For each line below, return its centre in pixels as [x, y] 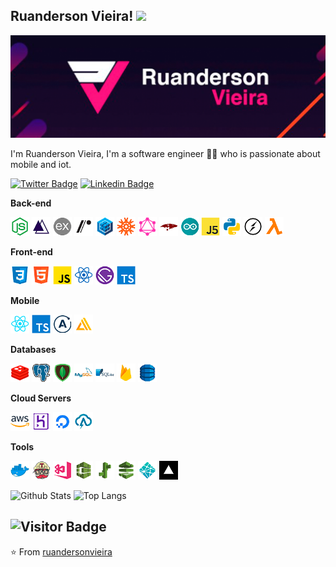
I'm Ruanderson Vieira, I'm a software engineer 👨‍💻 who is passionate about [165, 153]
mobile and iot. [41, 164]
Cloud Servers [41, 398]
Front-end [31, 251]
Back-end [31, 203]
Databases [33, 349]
